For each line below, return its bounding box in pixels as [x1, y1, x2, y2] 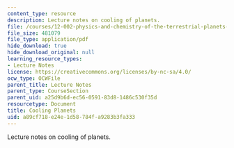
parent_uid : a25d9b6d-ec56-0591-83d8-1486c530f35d [7, 94, 157, 101]
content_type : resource [7, 10, 77, 17]
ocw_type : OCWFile [7, 74, 61, 82]
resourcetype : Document [7, 101, 77, 108]
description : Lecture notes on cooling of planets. [7, 17, 160, 24]
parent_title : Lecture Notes [7, 81, 92, 88]
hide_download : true [7, 42, 68, 49]
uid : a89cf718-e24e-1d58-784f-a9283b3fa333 [7, 113, 136, 120]
